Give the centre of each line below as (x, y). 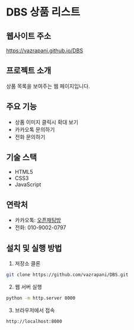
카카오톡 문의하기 (35, 129)
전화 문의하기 (30, 137)
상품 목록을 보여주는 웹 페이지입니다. (48, 86)
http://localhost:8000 (34, 321)
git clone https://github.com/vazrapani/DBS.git (67, 275)
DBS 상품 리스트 (43, 12)
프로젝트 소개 (29, 71)
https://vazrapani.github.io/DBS (45, 50)
